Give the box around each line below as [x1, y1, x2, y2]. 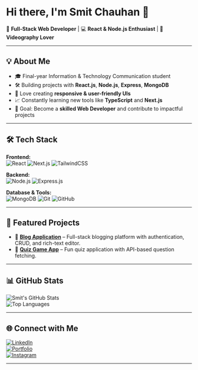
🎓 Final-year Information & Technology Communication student [14, 72, 171, 79]
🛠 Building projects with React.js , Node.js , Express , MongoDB [14, 81, 169, 88]
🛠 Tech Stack [6, 135, 58, 145]
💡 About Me [6, 56, 51, 67]
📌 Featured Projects [6, 218, 80, 228]
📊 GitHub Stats [6, 275, 64, 285]
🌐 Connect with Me [6, 323, 78, 333]
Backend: [6, 171, 30, 178]
